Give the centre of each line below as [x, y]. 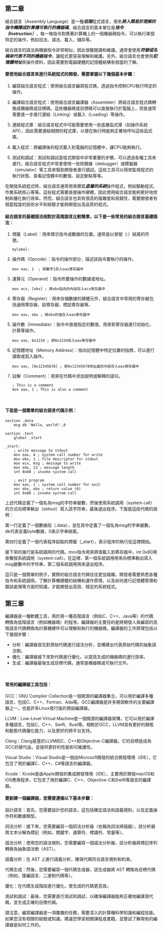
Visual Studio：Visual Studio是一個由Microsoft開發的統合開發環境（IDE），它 [81, 757]
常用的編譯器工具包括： [28, 684]
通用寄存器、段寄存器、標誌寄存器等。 [54, 305]
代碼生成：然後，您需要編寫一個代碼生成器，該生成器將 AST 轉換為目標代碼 [80, 869]
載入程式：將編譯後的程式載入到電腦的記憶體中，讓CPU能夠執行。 [78, 147]
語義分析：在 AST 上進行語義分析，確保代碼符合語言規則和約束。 [70, 859]
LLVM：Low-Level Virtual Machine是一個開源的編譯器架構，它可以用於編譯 [80, 719]
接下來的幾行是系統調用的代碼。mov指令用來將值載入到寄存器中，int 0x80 [79, 552]
